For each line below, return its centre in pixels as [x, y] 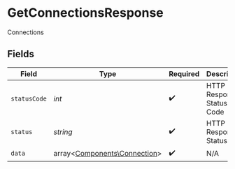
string [63, 132]
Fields [21, 54]
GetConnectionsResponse [85, 13]
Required [184, 73]
